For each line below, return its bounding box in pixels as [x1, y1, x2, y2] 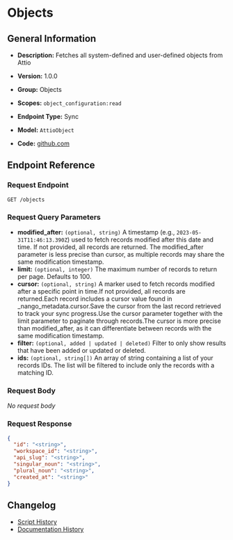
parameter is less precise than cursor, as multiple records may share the [17, 250, 225, 258]
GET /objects [7, 196, 45, 203]
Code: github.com [17, 139, 70, 148]
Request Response [7, 419, 72, 429]
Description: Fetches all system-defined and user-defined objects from [17, 51, 223, 59]
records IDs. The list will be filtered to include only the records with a [17, 360, 215, 370]
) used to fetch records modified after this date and [67, 235, 214, 244]
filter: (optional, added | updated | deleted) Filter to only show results [17, 339, 227, 347]
